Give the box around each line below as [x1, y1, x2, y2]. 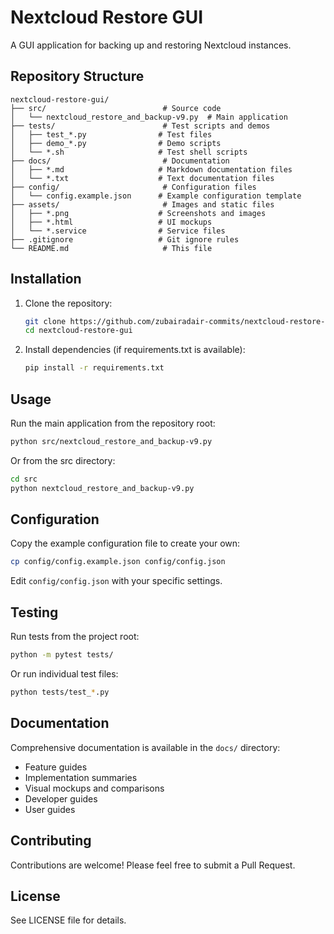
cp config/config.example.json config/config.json [10, 557, 226, 567]
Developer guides [24, 792, 98, 805]
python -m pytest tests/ [10, 650, 114, 660]
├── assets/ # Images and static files [10, 199, 275, 210]
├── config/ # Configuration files [10, 182, 257, 192]
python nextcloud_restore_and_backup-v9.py [10, 483, 195, 493]
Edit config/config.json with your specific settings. [10, 575, 223, 587]
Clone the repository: [24, 297, 113, 309]
